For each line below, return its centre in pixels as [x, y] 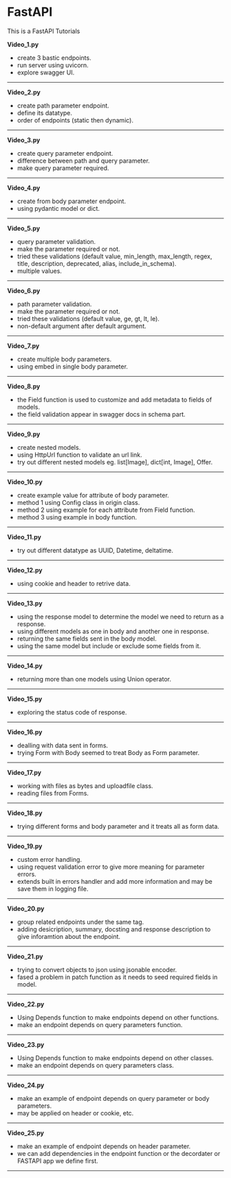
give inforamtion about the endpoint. [69, 936]
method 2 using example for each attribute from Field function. [106, 510]
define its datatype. [45, 113]
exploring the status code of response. [72, 712]
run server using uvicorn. [53, 65]
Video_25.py [26, 1133]
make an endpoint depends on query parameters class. [95, 1065]
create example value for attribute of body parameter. [93, 495]
